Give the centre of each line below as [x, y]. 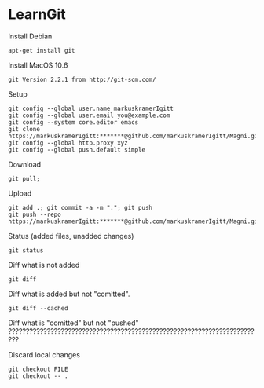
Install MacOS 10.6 [38, 65]
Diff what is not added [44, 265]
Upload [20, 193]
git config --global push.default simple [77, 150]
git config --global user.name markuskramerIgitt [91, 108]
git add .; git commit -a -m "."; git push [81, 207]
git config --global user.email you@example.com [89, 115]
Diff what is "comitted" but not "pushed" [73, 323]
